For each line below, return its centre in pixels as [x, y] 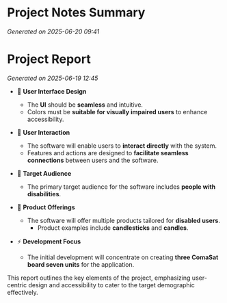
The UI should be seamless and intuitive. [85, 105]
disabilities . [44, 194]
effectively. [23, 292]
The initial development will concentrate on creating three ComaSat [123, 257]
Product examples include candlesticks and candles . [113, 228]
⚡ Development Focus [49, 241]
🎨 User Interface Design [52, 91]
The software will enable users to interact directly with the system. [122, 146]
